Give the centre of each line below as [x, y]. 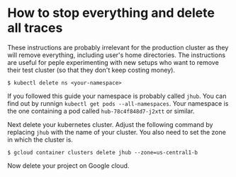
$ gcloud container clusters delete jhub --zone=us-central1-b [103, 152]
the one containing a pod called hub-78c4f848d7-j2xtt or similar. [101, 111]
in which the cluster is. [40, 140]
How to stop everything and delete [111, 13]
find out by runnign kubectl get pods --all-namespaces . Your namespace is [118, 103]
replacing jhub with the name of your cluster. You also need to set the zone [117, 132]
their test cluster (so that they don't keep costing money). [91, 70]
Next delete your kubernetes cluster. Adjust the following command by [110, 124]
